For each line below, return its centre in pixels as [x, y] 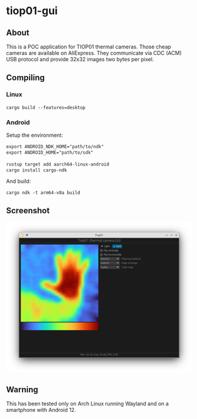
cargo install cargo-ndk [37, 170]
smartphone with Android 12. [41, 410]
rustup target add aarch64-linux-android [58, 164]
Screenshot [28, 211]
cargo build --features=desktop [46, 107]
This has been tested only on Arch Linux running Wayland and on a [88, 404]
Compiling [26, 78]
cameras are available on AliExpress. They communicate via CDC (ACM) [94, 53]
